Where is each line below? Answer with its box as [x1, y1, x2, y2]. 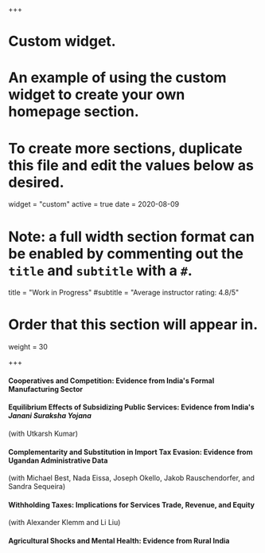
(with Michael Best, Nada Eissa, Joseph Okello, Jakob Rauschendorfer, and [8, 473, 255, 483]
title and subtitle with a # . [8, 261, 193, 279]
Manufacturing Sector [8, 384, 84, 393]
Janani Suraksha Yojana [8, 411, 92, 421]
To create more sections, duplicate [8, 139, 243, 157]
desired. [8, 173, 64, 192]
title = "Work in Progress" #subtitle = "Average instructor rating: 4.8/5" [8, 288, 240, 298]
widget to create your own [8, 85, 185, 104]
